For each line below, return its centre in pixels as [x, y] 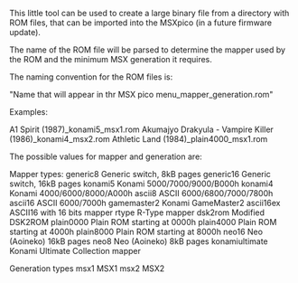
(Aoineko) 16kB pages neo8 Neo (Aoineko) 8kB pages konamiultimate [139, 241]
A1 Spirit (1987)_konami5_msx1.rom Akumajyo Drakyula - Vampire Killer [141, 129]
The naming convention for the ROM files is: [91, 77]
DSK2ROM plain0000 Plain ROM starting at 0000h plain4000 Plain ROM [143, 222]
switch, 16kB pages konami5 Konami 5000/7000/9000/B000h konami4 [141, 184]
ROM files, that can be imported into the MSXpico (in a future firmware [141, 23]
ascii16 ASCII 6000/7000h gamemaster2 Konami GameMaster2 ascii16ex [145, 203]
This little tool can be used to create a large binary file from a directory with [149, 13]
